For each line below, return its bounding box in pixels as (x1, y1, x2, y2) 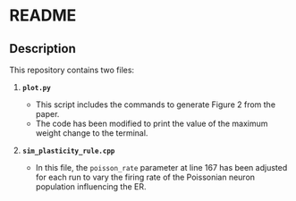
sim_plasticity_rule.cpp (21, 147, 115, 155)
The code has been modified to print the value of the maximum (35, 118, 268, 129)
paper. (35, 109, 60, 119)
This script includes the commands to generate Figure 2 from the (35, 99, 275, 110)
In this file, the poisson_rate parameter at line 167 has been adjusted (35, 163, 288, 172)
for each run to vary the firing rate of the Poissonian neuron (35, 172, 256, 182)
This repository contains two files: (9, 64, 135, 75)
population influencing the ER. (35, 181, 147, 192)
